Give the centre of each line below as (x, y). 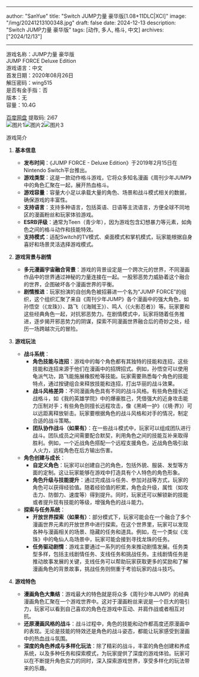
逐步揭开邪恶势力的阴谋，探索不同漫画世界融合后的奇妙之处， (109, 321)
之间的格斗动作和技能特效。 (62, 229)
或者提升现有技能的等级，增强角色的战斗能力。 (89, 502)
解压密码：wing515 (29, 83)
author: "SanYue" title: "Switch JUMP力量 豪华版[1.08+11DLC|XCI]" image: (96, 16)
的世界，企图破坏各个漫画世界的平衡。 (70, 284)
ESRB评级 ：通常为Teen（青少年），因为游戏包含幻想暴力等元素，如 (105, 222)
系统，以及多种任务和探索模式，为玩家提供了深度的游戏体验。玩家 (104, 653)
